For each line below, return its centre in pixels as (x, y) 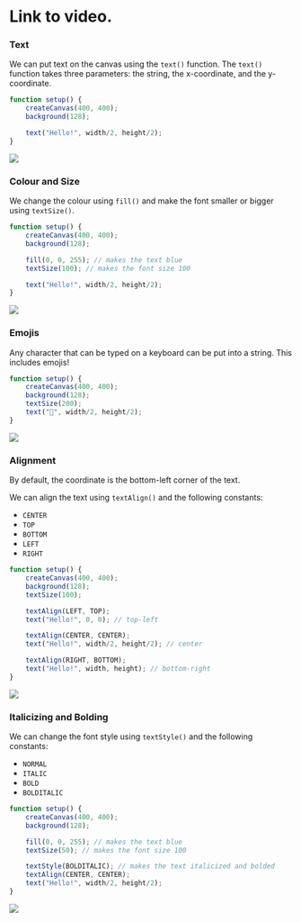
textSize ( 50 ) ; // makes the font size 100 (106, 850)
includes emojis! (40, 362)
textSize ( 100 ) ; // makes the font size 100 (108, 268)
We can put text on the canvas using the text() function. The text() (136, 64)
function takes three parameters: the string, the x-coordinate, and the (138, 74)
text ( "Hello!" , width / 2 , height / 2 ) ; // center (114, 644)
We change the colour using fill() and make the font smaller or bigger (142, 201)
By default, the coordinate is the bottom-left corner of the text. (125, 480)
